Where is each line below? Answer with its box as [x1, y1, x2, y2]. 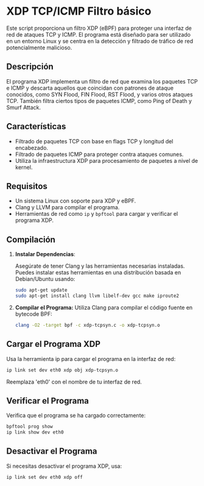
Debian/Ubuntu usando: [15, 276, 76, 283]
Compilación [6, 234, 56, 245]
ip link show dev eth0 [6, 429, 64, 435]
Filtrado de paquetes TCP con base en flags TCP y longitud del [15, 137, 174, 145]
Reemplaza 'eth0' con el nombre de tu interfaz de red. [6, 378, 142, 385]
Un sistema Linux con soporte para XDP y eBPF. [15, 197, 136, 205]
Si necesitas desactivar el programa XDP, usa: [6, 462, 122, 470]
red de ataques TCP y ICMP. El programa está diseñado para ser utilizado [6, 30, 191, 38]
